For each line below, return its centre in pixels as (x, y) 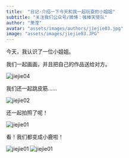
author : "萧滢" (24, 23)
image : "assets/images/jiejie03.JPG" (53, 34)
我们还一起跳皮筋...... (32, 89)
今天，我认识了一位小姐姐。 (40, 52)
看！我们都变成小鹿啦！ (35, 137)
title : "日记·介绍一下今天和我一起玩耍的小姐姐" (61, 12)
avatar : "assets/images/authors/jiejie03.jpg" (65, 28)
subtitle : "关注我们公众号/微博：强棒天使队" (57, 17)
